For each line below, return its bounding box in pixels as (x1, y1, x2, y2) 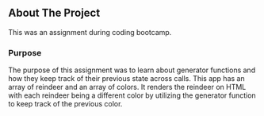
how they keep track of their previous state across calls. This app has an (8, 74, 245, 83)
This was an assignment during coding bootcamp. (8, 27, 172, 37)
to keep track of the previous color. (8, 99, 123, 109)
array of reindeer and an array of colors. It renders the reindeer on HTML (8, 83, 247, 92)
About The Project (8, 6, 101, 20)
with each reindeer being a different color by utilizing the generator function (8, 91, 256, 100)
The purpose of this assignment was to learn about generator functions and (8, 65, 256, 75)
